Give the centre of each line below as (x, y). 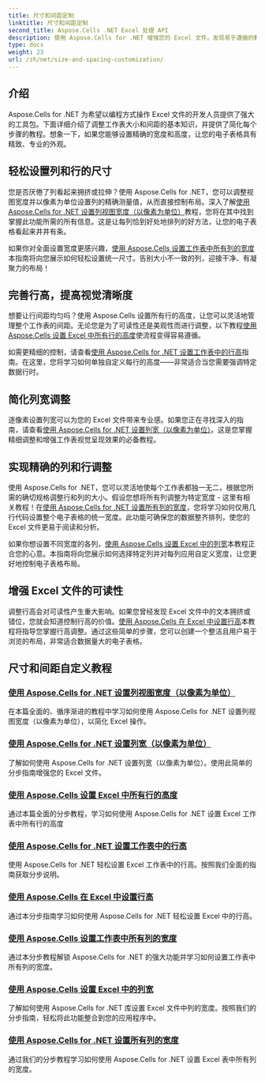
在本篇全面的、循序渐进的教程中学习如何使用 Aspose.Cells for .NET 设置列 (129, 712)
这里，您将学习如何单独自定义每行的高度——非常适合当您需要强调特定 (143, 362)
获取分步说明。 (39, 875)
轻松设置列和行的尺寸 (60, 171)
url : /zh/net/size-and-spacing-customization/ (86, 60)
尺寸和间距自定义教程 (60, 669)
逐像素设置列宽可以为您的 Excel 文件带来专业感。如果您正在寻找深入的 (123, 420)
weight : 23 (26, 52)
